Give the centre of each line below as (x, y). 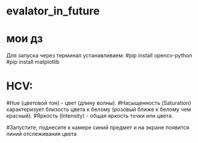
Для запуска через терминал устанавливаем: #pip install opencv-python (99, 56)
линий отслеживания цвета (42, 134)
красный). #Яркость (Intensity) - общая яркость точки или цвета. (90, 116)
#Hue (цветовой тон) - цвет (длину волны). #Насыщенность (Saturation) (99, 103)
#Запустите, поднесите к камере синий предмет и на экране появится (98, 127)
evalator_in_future (53, 11)
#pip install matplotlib (33, 62)
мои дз (25, 39)
